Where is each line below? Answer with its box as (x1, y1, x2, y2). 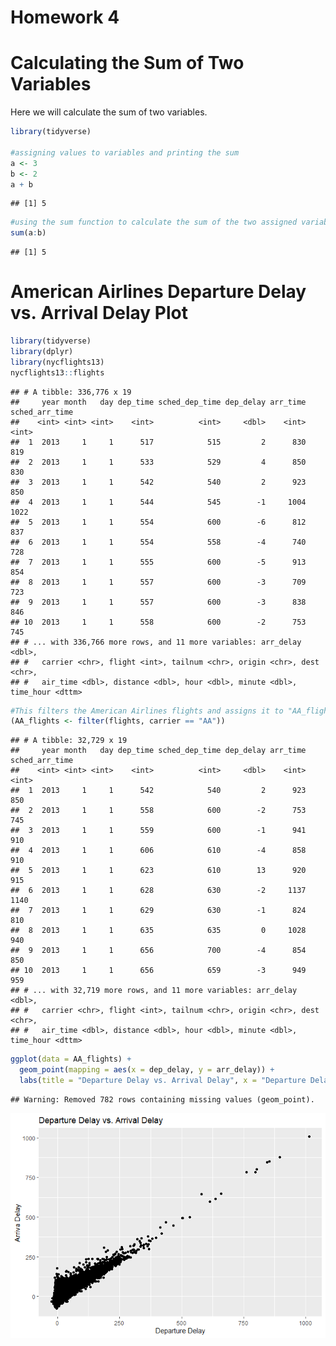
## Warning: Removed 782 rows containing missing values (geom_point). (10, 1094, 315, 1105)
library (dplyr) (10, 346, 74, 356)
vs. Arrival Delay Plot (10, 302, 188, 325)
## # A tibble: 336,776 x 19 (10, 387, 132, 397)
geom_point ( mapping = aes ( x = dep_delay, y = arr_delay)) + (19, 1065, 275, 1075)
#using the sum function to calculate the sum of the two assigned (10, 217, 298, 228)
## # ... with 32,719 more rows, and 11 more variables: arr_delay (10, 986, 298, 996)
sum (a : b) (10, 228, 47, 238)
